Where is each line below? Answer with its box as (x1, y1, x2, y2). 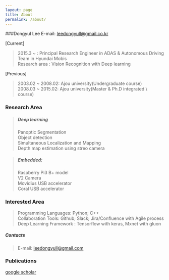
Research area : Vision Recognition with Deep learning (17, 61, 131, 67)
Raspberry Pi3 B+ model (17, 170, 69, 176)
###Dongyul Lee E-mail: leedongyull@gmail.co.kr (5, 31, 108, 37)
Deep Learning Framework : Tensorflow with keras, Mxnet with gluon (17, 220, 161, 226)
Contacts (5, 232, 25, 238)
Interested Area (5, 198, 44, 205)
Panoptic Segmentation (17, 129, 67, 135)
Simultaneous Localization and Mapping (17, 140, 101, 146)
